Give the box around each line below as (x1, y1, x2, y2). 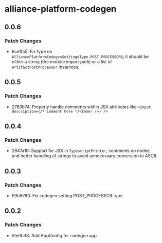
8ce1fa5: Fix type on (11, 48, 53, 54)
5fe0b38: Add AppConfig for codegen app (11, 232, 97, 238)
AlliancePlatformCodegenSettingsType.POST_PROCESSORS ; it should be (11, 54, 149, 59)
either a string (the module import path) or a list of (11, 58, 112, 64)
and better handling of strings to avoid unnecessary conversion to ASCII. (11, 153, 158, 159)
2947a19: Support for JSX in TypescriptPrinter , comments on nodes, (11, 148, 151, 154)
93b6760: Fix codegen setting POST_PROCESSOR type (11, 192, 123, 198)
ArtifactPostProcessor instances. (11, 64, 80, 70)
